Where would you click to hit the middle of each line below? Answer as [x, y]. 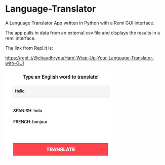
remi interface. [20, 38]
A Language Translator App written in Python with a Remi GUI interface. [80, 23]
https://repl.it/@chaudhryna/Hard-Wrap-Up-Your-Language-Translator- [80, 58]
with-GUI [15, 63]
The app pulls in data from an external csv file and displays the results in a [83, 32]
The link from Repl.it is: [29, 48]
